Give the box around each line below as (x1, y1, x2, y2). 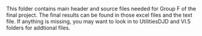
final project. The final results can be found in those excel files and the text (6, 11, 192, 19)
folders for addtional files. (6, 24, 71, 31)
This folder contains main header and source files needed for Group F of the (6, 5, 197, 12)
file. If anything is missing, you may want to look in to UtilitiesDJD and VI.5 (6, 18, 191, 25)
